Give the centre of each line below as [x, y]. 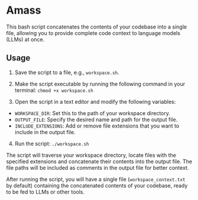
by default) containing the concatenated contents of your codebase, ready [97, 185]
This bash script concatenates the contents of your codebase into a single [97, 27]
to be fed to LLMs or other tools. [45, 192]
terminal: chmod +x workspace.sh [54, 90]
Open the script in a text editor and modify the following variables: [95, 101]
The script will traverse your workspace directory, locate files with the [91, 155]
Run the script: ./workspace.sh [52, 144]
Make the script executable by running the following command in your [100, 84]
